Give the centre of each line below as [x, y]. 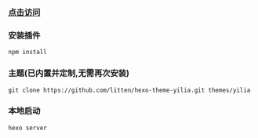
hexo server [27, 128]
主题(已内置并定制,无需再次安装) [69, 74]
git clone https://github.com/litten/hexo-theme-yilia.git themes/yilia [129, 90]
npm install [27, 53]
